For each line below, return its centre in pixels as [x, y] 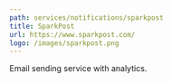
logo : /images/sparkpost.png [64, 43]
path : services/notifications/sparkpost [87, 18]
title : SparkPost [42, 26]
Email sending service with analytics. [78, 69]
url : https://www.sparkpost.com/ [72, 34]
